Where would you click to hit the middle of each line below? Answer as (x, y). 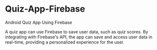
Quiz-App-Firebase (45, 9)
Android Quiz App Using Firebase (39, 22)
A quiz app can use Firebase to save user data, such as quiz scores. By (77, 32)
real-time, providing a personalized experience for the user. (65, 42)
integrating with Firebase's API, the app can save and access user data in (79, 37)
